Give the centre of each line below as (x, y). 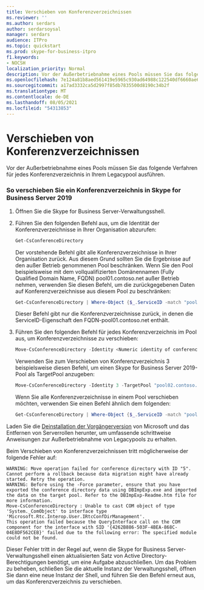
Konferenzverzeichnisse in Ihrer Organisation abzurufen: (86, 230)
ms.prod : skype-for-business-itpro (51, 52)
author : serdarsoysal (34, 29)
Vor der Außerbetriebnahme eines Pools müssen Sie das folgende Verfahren (102, 168)
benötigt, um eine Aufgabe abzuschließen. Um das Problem (122, 562)
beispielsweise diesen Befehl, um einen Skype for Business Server (98, 368)
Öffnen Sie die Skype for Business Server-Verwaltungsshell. (90, 211)
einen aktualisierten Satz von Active (96, 556)
